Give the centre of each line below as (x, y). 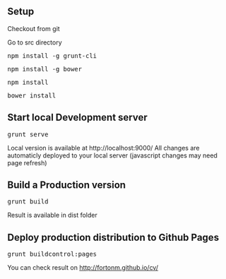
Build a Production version (66, 185)
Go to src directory (35, 42)
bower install (32, 95)
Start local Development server (78, 118)
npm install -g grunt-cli (52, 55)
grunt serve (28, 134)
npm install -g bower (45, 69)
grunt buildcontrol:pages (52, 254)
